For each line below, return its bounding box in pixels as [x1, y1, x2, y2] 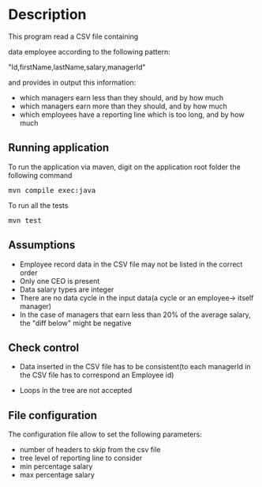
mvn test [8, 216, 42, 225]
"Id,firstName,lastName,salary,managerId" [8, 62, 146, 72]
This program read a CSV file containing [8, 32, 139, 41]
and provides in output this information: [8, 77, 137, 87]
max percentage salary [19, 470, 95, 480]
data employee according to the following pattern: [8, 47, 171, 56]
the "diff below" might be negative [19, 318, 132, 327]
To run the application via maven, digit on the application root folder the [8, 162, 241, 172]
